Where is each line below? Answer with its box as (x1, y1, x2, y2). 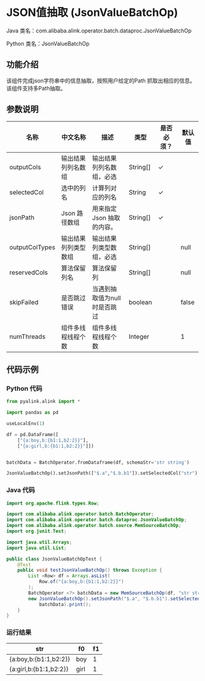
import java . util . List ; (6, 545, 67, 551)
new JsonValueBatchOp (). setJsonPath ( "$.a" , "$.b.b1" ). (28, 595, 171, 602)
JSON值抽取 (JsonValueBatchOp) (6, 5, 178, 20)
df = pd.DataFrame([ (6, 431, 59, 437)
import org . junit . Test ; (6, 528, 67, 534)
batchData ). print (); (38, 601, 92, 608)
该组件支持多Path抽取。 (6, 84, 66, 92)
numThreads (9, 332, 46, 341)
